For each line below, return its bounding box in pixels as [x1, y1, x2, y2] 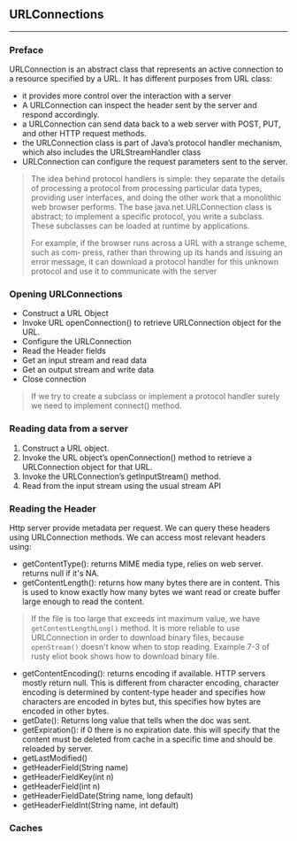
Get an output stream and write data [21, 365, 155, 375]
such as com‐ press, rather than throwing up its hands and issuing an [30, 247, 283, 258]
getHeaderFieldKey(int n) [21, 772, 114, 782]
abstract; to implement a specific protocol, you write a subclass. [30, 212, 265, 222]
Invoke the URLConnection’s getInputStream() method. [21, 471, 221, 482]
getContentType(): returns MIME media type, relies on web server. [21, 559, 263, 569]
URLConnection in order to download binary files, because [30, 632, 245, 643]
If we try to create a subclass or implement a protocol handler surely [30, 391, 280, 402]
